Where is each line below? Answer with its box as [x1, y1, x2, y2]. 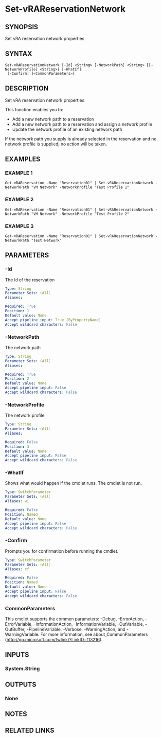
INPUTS [5, 650, 29, 659]
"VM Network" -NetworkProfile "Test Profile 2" [31, 211, 130, 216]
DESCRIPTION [5, 84, 49, 93]
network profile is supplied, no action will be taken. [5, 141, 107, 147]
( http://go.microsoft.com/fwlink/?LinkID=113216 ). [5, 637, 103, 643]
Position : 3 [5, 444, 29, 449]
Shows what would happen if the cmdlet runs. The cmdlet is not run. [5, 480, 142, 486]
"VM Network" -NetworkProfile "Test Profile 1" [31, 185, 130, 190]
